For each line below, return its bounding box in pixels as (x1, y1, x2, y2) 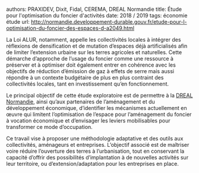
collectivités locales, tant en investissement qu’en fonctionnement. (6, 80, 169, 87)
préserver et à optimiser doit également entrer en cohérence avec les (6, 61, 176, 68)
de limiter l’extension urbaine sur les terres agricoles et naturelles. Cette (6, 49, 182, 56)
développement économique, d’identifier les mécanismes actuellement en (6, 105, 187, 111)
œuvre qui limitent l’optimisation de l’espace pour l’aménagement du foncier (6, 111, 192, 118)
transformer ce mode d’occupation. (6, 124, 93, 130)
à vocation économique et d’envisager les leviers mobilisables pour (6, 117, 170, 124)
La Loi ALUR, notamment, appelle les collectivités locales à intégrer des (6, 36, 181, 43)
